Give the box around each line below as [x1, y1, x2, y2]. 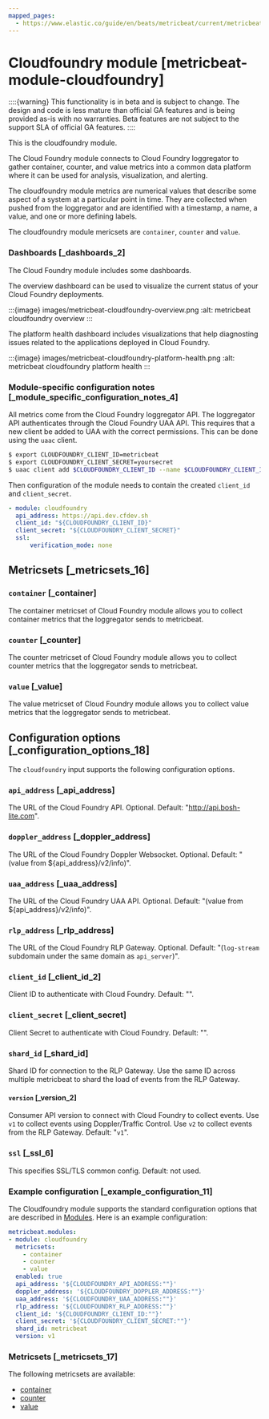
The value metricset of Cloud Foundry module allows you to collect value [8, 699, 250, 709]
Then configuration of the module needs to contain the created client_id [8, 480, 251, 489]
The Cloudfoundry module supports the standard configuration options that [8, 1204, 258, 1213]
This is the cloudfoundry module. [8, 138, 118, 148]
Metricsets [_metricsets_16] [8, 564, 150, 577]
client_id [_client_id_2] [8, 971, 102, 983]
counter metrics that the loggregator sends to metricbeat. [8, 661, 199, 670]
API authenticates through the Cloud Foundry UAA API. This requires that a [8, 418, 255, 428]
